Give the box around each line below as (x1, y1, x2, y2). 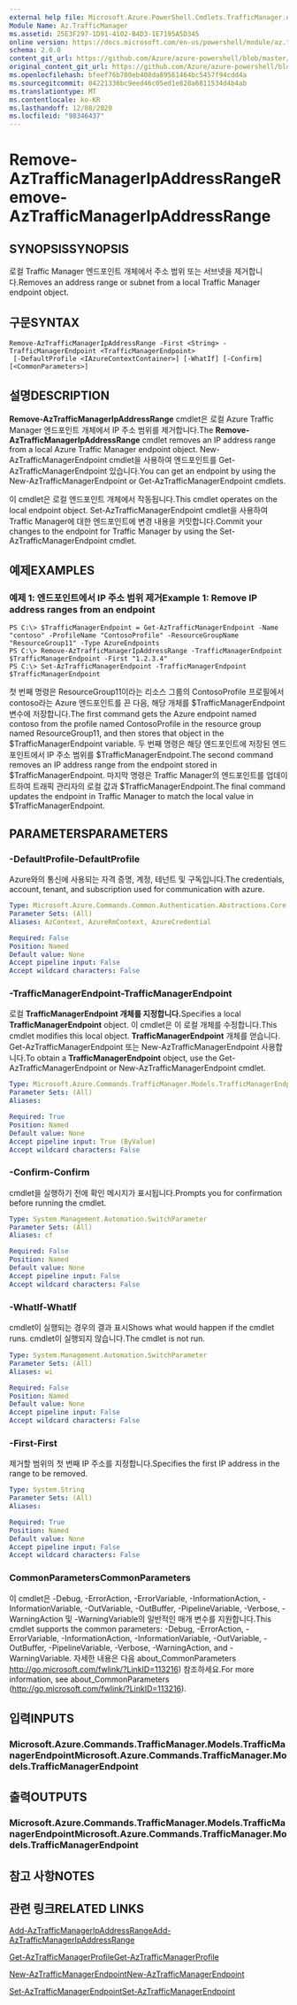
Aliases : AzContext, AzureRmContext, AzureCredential (9, 917, 212, 926)
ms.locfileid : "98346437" (9, 112, 104, 120)
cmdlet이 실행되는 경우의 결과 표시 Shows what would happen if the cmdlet (9, 1323, 275, 1333)
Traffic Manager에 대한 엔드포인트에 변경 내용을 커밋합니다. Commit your (9, 515, 263, 527)
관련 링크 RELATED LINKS (9, 1901, 144, 1916)
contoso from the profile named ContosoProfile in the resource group (9, 719, 262, 729)
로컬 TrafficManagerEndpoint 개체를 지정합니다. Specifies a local (9, 1008, 241, 1019)
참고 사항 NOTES (9, 1869, 95, 1884)
